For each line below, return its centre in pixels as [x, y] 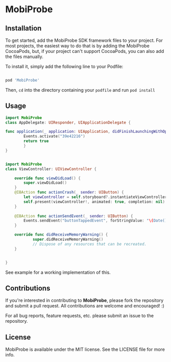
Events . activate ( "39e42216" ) [54, 136]
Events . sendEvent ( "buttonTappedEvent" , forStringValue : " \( [89, 221]
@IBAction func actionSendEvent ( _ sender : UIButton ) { [74, 216]
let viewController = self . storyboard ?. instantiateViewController [95, 197]
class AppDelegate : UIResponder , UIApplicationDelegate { [68, 122]
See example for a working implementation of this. [58, 272]
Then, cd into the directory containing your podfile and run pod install [80, 90]
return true [36, 141]
